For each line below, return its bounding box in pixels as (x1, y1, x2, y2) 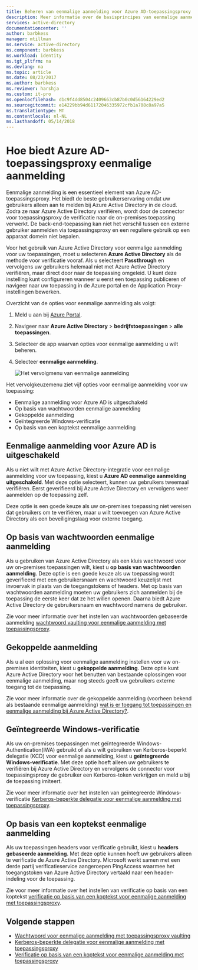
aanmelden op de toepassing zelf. (6, 491, 88, 498)
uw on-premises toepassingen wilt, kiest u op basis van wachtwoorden (6, 563, 181, 571)
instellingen (6, 288, 34, 296)
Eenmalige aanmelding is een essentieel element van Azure (6, 189, 150, 196)
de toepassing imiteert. (6, 778, 62, 785)
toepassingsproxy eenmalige (6, 157, 152, 170)
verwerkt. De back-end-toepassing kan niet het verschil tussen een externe (6, 220, 190, 228)
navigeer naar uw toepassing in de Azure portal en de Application (6, 282, 166, 289)
